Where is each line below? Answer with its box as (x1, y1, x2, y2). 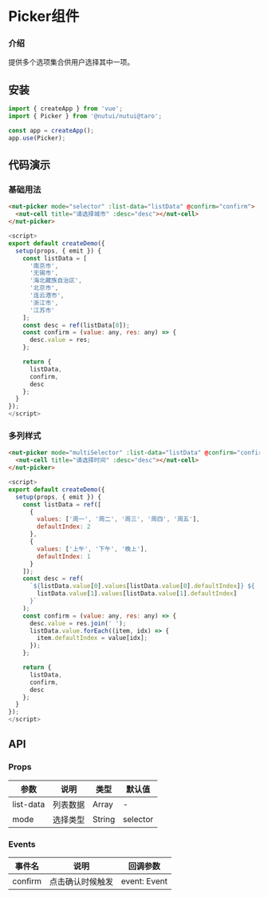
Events (8, 838, 36, 849)
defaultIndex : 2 (37, 523, 91, 531)
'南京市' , (29, 261, 59, 270)
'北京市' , (29, 284, 59, 292)
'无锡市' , (29, 269, 59, 277)
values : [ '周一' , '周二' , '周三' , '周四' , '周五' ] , (37, 515, 200, 523)
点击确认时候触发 (49, 876, 114, 888)
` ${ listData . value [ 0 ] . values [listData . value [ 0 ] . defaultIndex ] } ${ (29, 582, 255, 590)
